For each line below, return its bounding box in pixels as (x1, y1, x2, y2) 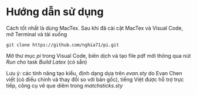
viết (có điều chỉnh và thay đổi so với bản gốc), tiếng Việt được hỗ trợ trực (6, 76, 184, 83)
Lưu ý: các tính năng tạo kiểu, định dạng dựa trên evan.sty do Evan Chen (6, 69, 182, 76)
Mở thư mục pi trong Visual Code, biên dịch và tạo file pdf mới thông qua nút (6, 52, 191, 59)
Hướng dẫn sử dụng (6, 5, 104, 19)
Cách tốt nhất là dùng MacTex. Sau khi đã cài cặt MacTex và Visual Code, (6, 24, 184, 31)
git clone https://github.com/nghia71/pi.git (6, 42, 119, 48)
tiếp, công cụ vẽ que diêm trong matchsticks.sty (6, 82, 123, 89)
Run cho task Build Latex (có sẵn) (6, 58, 87, 65)
